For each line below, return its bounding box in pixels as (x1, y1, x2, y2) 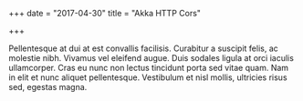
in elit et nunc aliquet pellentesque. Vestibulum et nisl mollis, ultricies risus (8, 72, 288, 83)
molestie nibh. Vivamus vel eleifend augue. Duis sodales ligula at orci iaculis (8, 53, 294, 63)
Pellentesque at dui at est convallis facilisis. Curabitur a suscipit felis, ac (8, 43, 279, 54)
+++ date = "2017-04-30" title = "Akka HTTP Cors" (8, 8, 202, 18)
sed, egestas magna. (8, 82, 88, 92)
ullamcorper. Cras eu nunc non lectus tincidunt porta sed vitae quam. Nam (8, 63, 289, 73)
